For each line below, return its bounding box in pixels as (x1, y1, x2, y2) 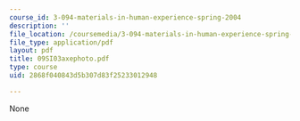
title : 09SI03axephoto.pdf (9, 54, 110, 63)
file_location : (9, 29, 66, 38)
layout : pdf (9, 46, 54, 55)
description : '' (9, 21, 70, 30)
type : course (9, 63, 58, 72)
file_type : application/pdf (9, 37, 114, 47)
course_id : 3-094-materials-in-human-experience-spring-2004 (9, 12, 242, 22)
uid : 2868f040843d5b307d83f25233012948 (9, 71, 158, 80)
